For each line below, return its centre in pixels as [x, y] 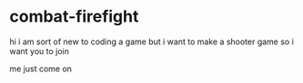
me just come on [41, 69]
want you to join [40, 51]
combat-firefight [74, 17]
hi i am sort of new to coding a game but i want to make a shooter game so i [151, 41]
